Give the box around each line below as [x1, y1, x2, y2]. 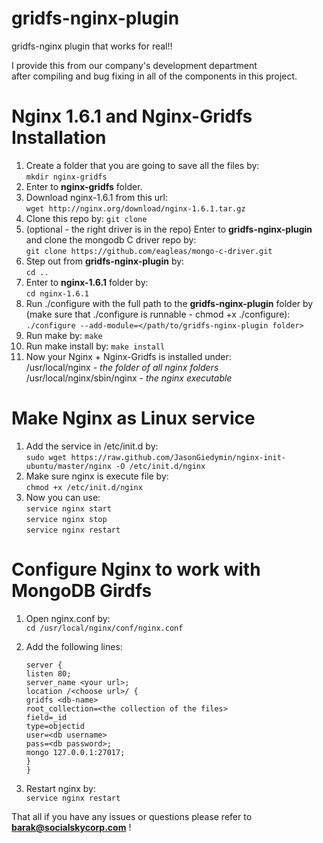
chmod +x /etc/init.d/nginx [25, 482, 143, 492]
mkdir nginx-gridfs [25, 172, 108, 182]
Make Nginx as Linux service [11, 407, 256, 430]
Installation [11, 127, 107, 149]
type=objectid [25, 721, 85, 731]
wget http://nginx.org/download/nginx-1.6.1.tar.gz [25, 203, 246, 214]
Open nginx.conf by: [25, 612, 111, 624]
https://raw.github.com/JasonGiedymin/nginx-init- [70, 452, 287, 462]
